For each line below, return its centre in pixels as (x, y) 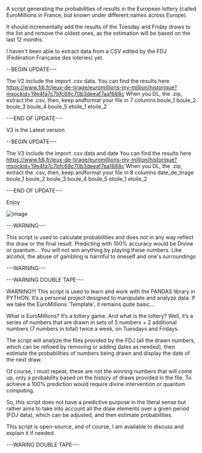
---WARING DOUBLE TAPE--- (43, 445)
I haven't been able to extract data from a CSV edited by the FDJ (87, 51)
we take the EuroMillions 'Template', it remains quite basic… (80, 304)
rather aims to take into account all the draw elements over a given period (98, 408)
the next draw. (24, 360)
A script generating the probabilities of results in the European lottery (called (101, 9)
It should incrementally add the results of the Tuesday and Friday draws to (99, 27)
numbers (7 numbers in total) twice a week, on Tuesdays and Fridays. (93, 329)
